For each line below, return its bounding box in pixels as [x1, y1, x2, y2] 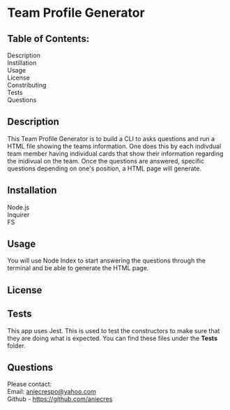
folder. [7, 341, 26, 350]
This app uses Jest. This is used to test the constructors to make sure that [7, 326, 220, 335]
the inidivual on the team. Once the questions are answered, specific [7, 156, 204, 165]
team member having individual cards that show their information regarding [7, 149, 224, 158]
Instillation [7, 59, 37, 67]
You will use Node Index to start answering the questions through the [7, 256, 206, 265]
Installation [7, 184, 57, 196]
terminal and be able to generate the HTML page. [7, 264, 149, 272]
